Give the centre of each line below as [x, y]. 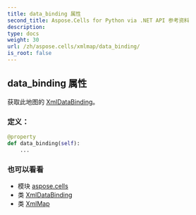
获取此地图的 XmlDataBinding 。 [53, 102]
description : [26, 27]
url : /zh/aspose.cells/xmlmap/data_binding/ [74, 47]
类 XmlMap [34, 203]
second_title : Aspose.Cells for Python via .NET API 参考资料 [98, 20]
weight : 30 [23, 40]
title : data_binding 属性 [44, 14]
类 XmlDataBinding [45, 195]
